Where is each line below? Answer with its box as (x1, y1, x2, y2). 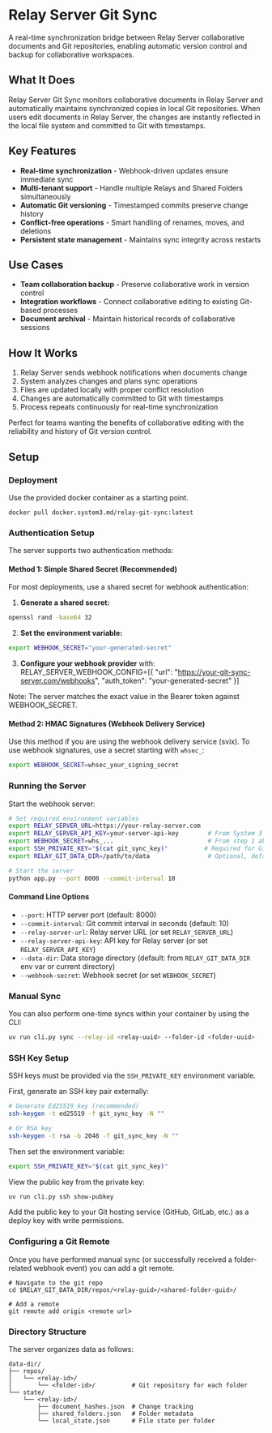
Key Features (8, 144, 77, 158)
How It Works (8, 346, 79, 360)
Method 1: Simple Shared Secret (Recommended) (8, 564, 178, 573)
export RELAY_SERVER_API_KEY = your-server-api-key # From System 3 (8, 830, 263, 838)
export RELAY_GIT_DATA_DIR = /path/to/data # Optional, (8, 852, 249, 860)
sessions (19, 323, 50, 333)
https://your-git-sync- (177, 667, 251, 677)
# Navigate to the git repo (8, 1279, 104, 1287)
